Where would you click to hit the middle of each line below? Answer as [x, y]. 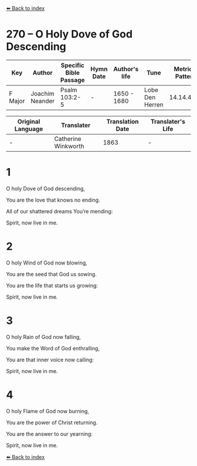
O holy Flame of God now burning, [48, 411]
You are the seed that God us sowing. [51, 274]
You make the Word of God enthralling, [53, 348]
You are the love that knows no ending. [53, 200]
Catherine [68, 139]
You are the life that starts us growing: [52, 285]
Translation [123, 121]
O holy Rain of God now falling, [43, 337]
